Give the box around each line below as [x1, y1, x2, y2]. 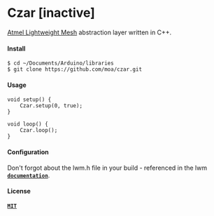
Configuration [7, 147, 49, 156]
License [7, 187, 31, 196]
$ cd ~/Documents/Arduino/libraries [7, 60, 114, 67]
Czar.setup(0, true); [20, 102, 83, 109]
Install [7, 44, 26, 53]
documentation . [7, 170, 50, 180]
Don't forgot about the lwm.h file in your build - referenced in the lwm [7, 163, 208, 172]
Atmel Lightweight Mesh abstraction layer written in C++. [7, 28, 172, 36]
